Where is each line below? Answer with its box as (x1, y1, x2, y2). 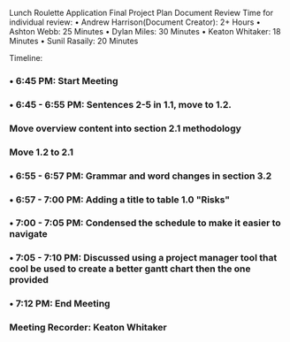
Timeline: (9, 53, 43, 63)
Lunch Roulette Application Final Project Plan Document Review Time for (9, 8, 274, 18)
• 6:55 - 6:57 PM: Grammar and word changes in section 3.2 (9, 170, 272, 182)
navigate (9, 228, 49, 240)
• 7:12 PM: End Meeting (9, 298, 111, 310)
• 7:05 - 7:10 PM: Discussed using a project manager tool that (9, 252, 278, 264)
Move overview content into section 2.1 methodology (9, 122, 241, 134)
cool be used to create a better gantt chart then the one (9, 262, 251, 275)
